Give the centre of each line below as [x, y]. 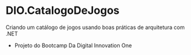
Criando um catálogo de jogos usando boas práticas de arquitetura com [95, 27]
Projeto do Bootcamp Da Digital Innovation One [73, 45]
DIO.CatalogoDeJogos [63, 11]
